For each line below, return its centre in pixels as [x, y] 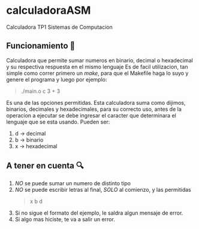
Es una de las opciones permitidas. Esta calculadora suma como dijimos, [96, 103]
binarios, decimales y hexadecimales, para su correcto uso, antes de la [94, 109]
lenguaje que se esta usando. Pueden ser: [58, 122]
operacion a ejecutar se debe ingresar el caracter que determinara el [91, 115]
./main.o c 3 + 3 [40, 91]
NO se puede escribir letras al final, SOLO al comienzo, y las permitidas [103, 189]
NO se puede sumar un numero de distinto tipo [73, 183]
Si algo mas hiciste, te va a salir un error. [65, 219]
